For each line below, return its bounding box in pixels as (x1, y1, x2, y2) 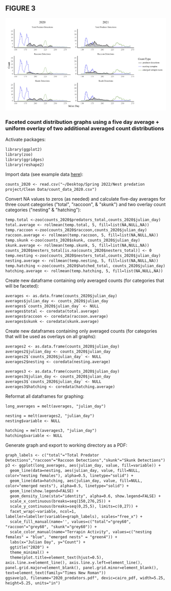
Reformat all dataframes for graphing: (5, 393, 85, 400)
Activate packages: (5, 137, 46, 143)
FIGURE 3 (5, 4, 36, 13)
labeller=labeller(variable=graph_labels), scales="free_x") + (5, 514, 143, 519)
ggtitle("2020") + (10, 545, 50, 550)
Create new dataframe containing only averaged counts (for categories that (5, 277, 164, 283)
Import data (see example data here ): (5, 171, 83, 178)
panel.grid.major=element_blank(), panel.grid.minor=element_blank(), (5, 565, 159, 571)
